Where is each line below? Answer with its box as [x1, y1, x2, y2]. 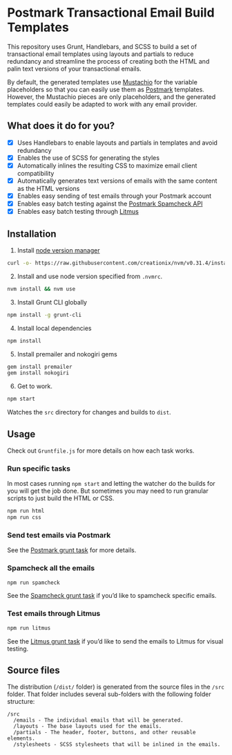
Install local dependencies [17, 324, 92, 332]
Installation [7, 228, 57, 239]
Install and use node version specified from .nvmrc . [17, 272, 163, 280]
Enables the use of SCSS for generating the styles [17, 154, 160, 162]
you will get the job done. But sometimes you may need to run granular [7, 486, 209, 495]
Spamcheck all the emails [7, 563, 95, 573]
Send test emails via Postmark [7, 530, 111, 540]
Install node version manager [17, 246, 100, 254]
